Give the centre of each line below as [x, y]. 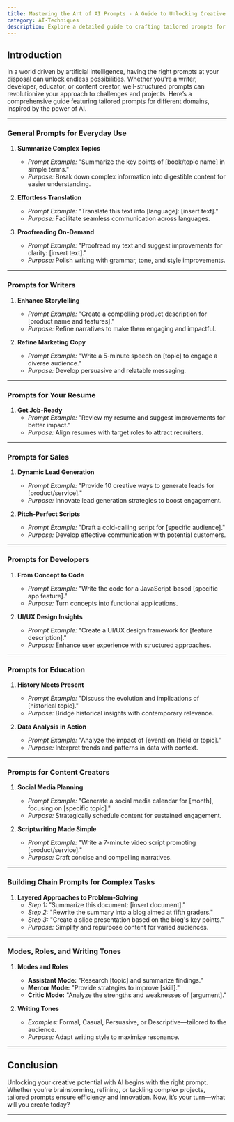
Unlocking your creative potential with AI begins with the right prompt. [108, 1082]
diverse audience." [55, 363]
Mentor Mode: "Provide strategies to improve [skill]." [104, 987]
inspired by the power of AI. [47, 109]
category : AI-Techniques [43, 20]
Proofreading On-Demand [56, 232]
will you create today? [39, 1104]
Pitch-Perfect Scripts [49, 514]
